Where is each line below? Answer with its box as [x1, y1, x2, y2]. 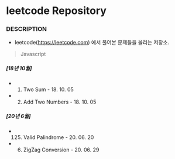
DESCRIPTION [6, 25, 47, 33]
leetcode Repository [6, 4, 107, 18]
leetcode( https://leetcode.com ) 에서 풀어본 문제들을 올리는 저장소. [14, 39, 170, 46]
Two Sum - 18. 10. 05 [23, 86, 74, 93]
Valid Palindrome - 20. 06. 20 [23, 134, 94, 141]
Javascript [20, 51, 46, 58]
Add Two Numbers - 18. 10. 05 [23, 98, 97, 106]
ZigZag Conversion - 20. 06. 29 [23, 146, 99, 153]
